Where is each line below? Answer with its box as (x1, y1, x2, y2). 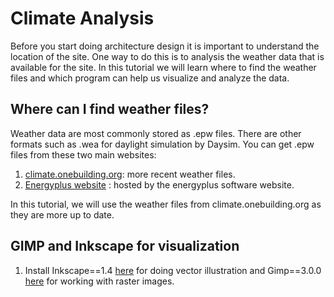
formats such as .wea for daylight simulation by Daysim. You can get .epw (10, 138, 315, 150)
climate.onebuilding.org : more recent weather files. (24, 168, 236, 180)
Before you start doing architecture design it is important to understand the (10, 40, 320, 52)
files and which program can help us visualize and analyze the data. (10, 72, 290, 84)
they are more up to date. (10, 208, 115, 221)
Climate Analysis (10, 7, 155, 30)
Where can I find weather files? (10, 101, 210, 118)
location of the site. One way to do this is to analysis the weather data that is (10, 50, 325, 62)
